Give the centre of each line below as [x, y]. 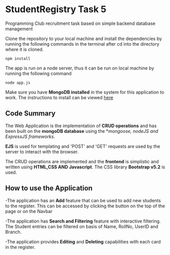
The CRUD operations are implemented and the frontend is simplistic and [82, 161]
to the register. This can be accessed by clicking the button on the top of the [85, 206]
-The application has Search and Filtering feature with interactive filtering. [83, 221]
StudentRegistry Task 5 [56, 9]
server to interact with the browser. [42, 152]
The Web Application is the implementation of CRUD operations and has [81, 126]
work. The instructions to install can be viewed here [59, 97]
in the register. [20, 247]
